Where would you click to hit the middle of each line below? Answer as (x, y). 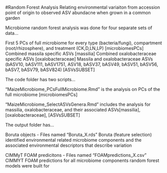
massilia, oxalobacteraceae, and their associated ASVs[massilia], (73, 110)
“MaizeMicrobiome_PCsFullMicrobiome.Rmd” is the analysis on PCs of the (83, 89)
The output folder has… (30, 125)
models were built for (27, 166)
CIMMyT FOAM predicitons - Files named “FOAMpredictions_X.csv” (76, 155)
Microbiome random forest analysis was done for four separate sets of (79, 28)
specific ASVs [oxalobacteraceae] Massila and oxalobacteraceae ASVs (79, 59)
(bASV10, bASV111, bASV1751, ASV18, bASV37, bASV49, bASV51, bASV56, (82, 64)
